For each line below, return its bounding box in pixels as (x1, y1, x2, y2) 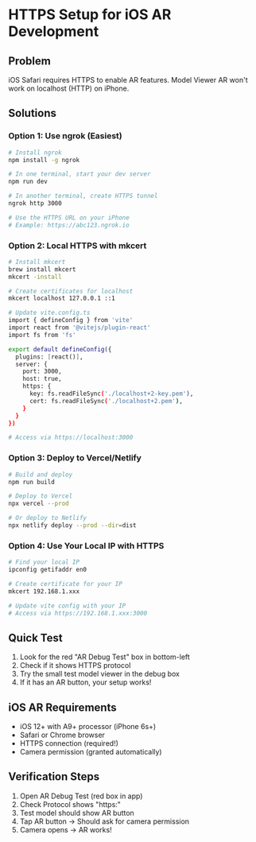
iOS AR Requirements (8, 700, 117, 714)
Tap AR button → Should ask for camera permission (19, 817, 189, 826)
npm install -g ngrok (8, 156, 80, 164)
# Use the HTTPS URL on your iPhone (8, 213, 130, 222)
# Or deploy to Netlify (8, 514, 87, 522)
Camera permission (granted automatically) (19, 747, 162, 757)
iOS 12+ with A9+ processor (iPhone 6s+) (19, 722, 157, 731)
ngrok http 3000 (8, 200, 62, 208)
